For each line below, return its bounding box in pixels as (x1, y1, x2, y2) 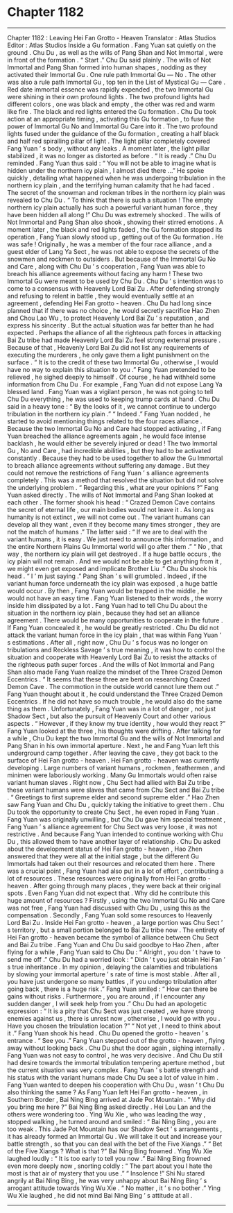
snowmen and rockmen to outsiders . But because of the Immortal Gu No (7, 255, 216, 263)
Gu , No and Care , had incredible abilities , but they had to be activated (7, 446, 212, 455)
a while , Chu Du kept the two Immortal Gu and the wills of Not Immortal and (7, 733, 225, 743)
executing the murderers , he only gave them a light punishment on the (7, 350, 209, 359)
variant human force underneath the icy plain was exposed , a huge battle (7, 579, 218, 587)
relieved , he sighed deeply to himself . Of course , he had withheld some (7, 373, 216, 381)
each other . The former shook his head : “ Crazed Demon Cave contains (7, 498, 216, 507)
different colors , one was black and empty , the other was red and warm (7, 100, 216, 108)
